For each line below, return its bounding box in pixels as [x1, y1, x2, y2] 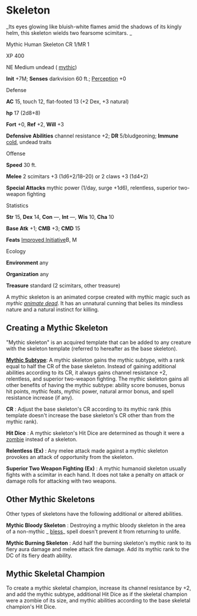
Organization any [6, 270, 49, 277]
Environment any [6, 259, 49, 266]
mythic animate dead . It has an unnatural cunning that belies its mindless [6, 299, 183, 307]
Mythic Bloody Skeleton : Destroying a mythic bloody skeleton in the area [6, 522, 186, 529]
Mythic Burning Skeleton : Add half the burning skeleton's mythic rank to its [6, 539, 192, 546]
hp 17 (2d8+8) [6, 109, 41, 116]
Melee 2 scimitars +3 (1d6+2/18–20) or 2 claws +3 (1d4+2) [6, 172, 149, 180]
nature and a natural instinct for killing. [6, 306, 99, 313]
